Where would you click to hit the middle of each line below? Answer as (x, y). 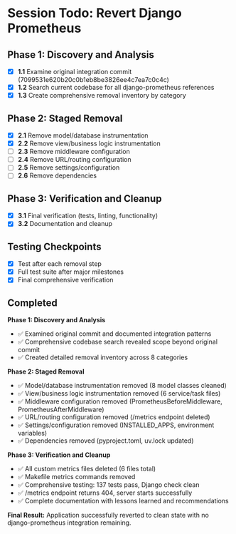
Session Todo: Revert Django (95, 13)
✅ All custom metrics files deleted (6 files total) (87, 469)
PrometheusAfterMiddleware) (61, 410)
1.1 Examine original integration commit (75, 72)
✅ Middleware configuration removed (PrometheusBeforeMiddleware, (120, 401)
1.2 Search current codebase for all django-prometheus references (116, 88)
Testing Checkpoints (54, 246)
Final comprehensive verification (65, 280)
